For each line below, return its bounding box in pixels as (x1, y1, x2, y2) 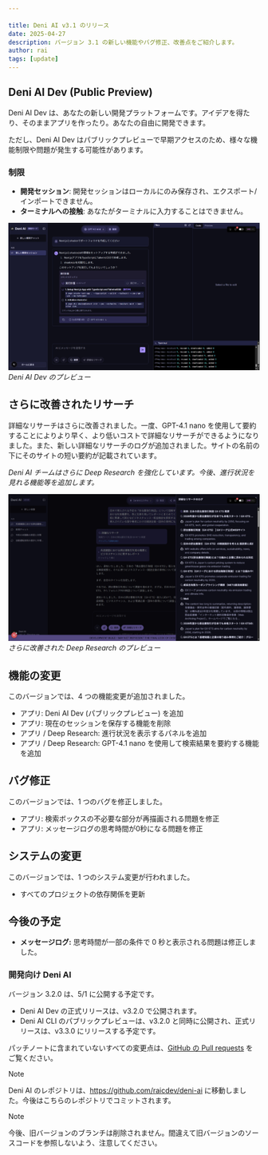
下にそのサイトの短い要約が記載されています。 (8, 450, 161, 460)
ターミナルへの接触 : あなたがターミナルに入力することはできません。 (19, 206, 248, 216)
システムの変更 (8, 850, 82, 863)
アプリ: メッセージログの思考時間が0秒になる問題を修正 (19, 823, 203, 833)
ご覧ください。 (8, 1053, 57, 1062)
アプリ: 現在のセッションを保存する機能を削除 (19, 718, 171, 727)
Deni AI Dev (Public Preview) (8, 86, 153, 99)
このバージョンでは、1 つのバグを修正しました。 (8, 796, 167, 807)
